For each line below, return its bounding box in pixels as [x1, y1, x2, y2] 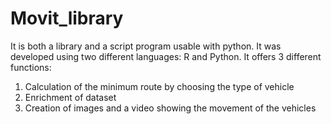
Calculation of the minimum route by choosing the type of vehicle [24, 80, 295, 92]
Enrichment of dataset [24, 91, 117, 103]
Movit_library [10, 7, 124, 30]
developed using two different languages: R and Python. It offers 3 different [10, 50, 322, 62]
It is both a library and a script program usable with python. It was [10, 40, 282, 52]
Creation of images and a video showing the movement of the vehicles [24, 102, 317, 114]
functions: [10, 61, 52, 73]
